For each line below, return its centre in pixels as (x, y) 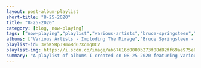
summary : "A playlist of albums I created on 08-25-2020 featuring (92, 56)
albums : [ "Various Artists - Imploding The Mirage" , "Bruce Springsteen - (100, 39)
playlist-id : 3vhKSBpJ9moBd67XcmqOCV (53, 45)
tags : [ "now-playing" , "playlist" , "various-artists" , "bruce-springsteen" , (100, 34)
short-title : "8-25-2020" (38, 17)
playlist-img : (24, 50)
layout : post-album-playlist (42, 12)
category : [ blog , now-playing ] (45, 28)
